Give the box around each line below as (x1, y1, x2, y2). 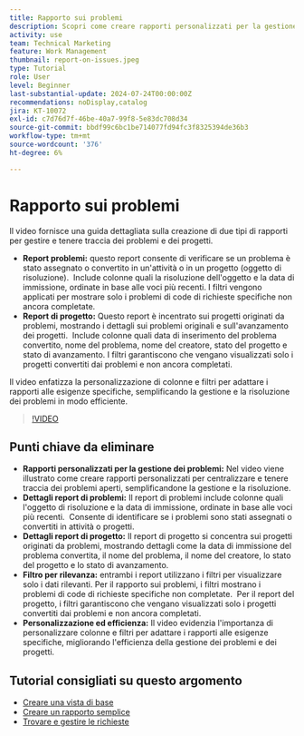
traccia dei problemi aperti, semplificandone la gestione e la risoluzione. (22, 483, 291, 494)
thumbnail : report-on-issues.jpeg (9, 55, 140, 64)
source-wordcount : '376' (9, 140, 103, 149)
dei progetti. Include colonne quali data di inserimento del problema (22, 329, 278, 340)
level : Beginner (9, 81, 71, 90)
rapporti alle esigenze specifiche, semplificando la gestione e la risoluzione (9, 386, 290, 397)
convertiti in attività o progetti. (22, 521, 135, 532)
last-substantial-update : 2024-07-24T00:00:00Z (9, 89, 193, 98)
